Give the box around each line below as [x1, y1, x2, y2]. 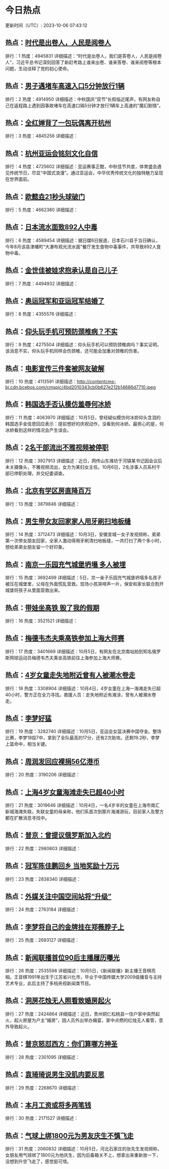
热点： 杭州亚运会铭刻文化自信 [5, 149, 98, 158]
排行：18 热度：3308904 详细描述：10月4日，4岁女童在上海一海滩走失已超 [5, 685, 161, 691]
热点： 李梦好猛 [5, 714, 52, 722]
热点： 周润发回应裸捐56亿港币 [5, 757, 100, 766]
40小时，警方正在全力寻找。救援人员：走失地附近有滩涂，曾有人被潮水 [5, 692, 152, 698]
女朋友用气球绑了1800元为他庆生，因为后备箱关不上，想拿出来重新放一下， [5, 1152, 161, 1158]
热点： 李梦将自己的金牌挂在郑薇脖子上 [5, 922, 124, 931]
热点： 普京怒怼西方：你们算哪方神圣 [5, 1040, 118, 1048]
